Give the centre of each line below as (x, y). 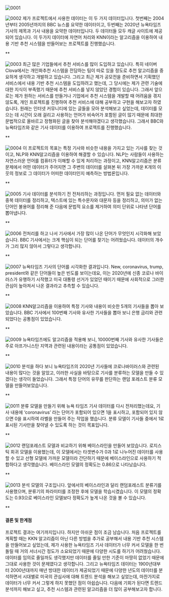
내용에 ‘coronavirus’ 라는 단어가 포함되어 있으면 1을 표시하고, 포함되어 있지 (84, 412)
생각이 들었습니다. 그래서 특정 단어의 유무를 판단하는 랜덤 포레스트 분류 (88, 379)
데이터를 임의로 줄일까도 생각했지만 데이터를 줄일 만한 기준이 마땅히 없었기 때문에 (85, 558)
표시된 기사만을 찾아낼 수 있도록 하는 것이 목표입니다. (57, 425)
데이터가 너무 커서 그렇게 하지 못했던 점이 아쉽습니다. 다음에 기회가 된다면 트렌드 (84, 583)
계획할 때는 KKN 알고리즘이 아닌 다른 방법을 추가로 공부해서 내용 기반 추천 (78, 539)
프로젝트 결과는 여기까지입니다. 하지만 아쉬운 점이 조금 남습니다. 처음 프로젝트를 (83, 532)
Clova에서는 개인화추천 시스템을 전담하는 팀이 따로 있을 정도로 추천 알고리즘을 (82, 70)
